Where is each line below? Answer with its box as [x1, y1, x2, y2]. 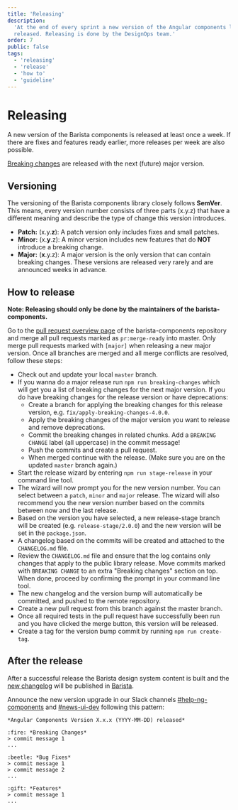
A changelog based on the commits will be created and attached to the [17, 536, 225, 544]
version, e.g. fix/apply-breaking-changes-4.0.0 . [28, 408, 170, 416]
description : [7, 17, 46, 24]
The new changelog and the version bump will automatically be [17, 589, 203, 598]
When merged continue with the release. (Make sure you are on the [28, 453, 225, 462]
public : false [7, 43, 50, 50]
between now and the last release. [17, 506, 118, 514]
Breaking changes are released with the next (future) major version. [7, 159, 205, 168]
